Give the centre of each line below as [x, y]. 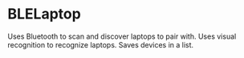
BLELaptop [44, 14]
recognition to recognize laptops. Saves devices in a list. [101, 44]
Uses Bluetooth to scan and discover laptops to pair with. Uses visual [122, 36]
